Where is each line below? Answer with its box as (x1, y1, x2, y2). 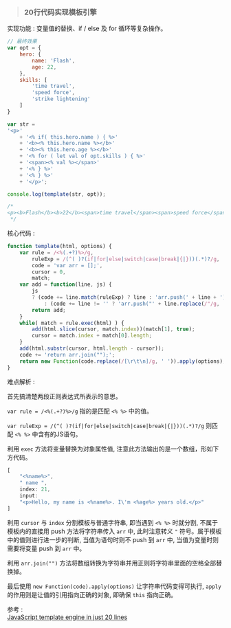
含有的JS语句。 (37, 429, 82, 438)
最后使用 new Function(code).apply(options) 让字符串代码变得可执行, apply (7, 582, 221, 590)
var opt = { (7, 45, 41, 52)
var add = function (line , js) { (19, 281, 112, 288)
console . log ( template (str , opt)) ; (7, 190, 107, 198)
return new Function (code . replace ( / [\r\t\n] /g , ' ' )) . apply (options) (19, 357, 223, 365)
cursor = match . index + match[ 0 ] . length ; (32, 333, 153, 339)
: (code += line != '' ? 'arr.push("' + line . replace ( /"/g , (43, 300, 220, 307)
